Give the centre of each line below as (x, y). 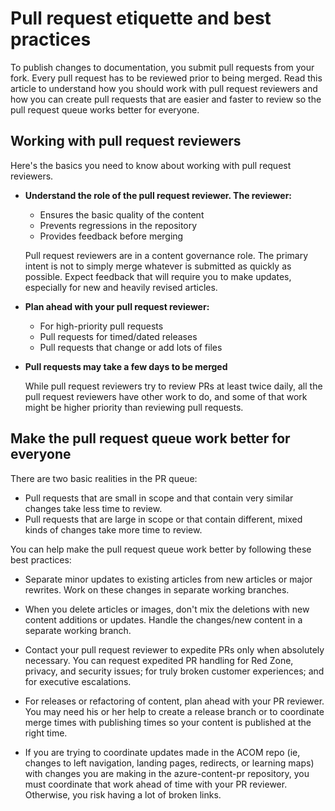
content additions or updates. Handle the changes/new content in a (163, 619)
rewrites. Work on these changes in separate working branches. (157, 589)
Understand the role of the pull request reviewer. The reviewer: (158, 195)
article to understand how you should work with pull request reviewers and (164, 88)
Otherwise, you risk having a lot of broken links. (123, 794)
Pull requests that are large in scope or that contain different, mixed (163, 519)
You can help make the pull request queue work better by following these (161, 549)
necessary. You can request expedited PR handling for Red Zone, (159, 660)
